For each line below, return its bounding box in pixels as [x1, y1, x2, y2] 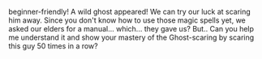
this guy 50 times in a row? [8, 41, 99, 51]
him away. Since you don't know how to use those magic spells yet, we [8, 15, 246, 25]
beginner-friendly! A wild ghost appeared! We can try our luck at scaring [8, 7, 251, 16]
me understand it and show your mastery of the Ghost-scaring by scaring [8, 32, 255, 42]
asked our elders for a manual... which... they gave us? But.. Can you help [8, 24, 254, 33]
